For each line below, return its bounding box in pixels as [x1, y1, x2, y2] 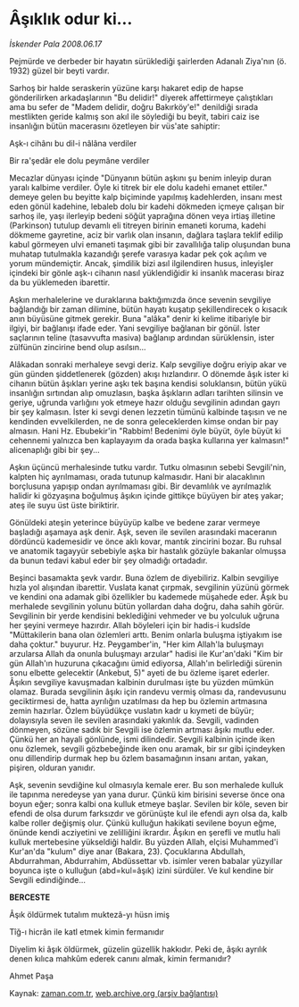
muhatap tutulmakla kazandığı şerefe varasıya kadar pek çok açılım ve [9, 248, 268, 259]
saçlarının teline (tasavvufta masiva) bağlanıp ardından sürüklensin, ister [9, 331, 275, 343]
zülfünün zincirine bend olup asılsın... [9, 341, 146, 352]
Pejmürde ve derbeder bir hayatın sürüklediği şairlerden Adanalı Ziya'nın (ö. [9, 55, 287, 66]
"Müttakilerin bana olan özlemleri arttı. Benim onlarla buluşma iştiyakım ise [9, 629, 283, 640]
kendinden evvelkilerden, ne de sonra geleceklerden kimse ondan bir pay [9, 415, 278, 426]
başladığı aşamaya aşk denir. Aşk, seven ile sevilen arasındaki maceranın [9, 526, 278, 537]
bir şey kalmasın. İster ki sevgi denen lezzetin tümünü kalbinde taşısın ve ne [9, 407, 287, 417]
